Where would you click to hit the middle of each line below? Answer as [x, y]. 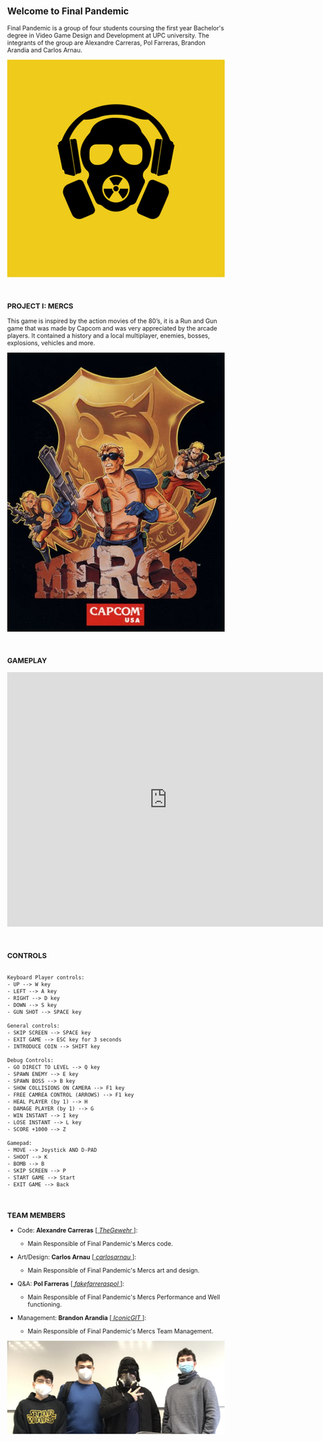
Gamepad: [20, 1144]
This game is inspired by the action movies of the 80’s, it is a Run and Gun [112, 321]
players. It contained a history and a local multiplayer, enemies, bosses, [109, 336]
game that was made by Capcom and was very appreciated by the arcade [112, 329]
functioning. [45, 1304]
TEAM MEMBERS [36, 1215]
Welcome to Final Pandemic [68, 11]
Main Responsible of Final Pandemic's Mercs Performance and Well [124, 1297]
